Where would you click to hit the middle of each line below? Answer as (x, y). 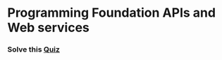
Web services (49, 28)
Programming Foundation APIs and (112, 13)
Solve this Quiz (33, 50)
